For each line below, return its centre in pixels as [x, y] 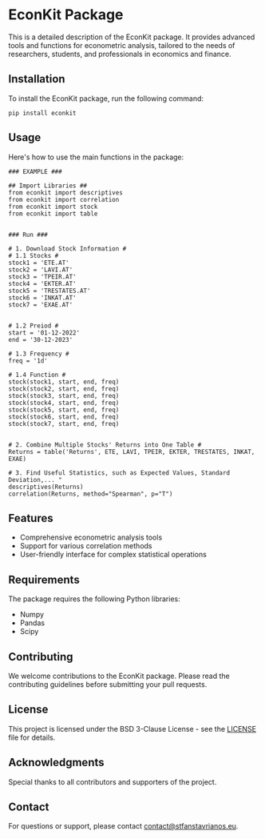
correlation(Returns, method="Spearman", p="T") [91, 494]
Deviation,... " [35, 480]
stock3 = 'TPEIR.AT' [43, 277]
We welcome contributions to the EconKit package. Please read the [119, 676]
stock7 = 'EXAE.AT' [41, 305]
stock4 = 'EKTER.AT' [43, 283]
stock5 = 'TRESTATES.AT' [49, 291]
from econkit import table [53, 214]
